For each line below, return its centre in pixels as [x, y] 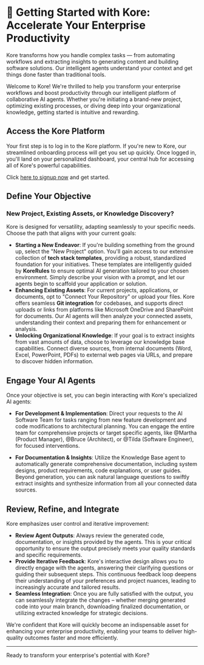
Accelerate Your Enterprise [76, 25]
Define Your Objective [49, 196]
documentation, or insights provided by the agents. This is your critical [103, 542]
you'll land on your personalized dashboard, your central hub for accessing [100, 159]
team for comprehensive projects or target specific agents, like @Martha [106, 433]
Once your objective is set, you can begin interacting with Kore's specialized [102, 395]
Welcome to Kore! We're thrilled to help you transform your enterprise [93, 86]
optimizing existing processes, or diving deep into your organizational [93, 105]
